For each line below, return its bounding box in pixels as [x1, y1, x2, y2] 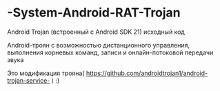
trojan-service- [7, 76, 50, 84]
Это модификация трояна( [7, 69, 85, 77]
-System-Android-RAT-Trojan [7, 5, 181, 21]
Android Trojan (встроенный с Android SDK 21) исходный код [7, 28, 185, 36]
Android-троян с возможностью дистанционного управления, [7, 41, 190, 49]
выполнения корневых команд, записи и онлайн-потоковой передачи [7, 48, 214, 57]
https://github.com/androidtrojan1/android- [86, 69, 208, 77]
